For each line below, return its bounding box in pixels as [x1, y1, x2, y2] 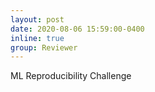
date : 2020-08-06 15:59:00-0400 [10, 24, 145, 34]
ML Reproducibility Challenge [10, 70, 132, 82]
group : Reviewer [10, 42, 78, 53]
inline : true [10, 33, 65, 43]
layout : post [10, 14, 65, 25]
